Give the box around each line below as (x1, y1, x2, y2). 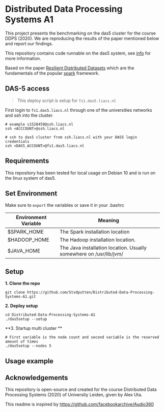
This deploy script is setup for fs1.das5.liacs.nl (17, 97, 116, 103)
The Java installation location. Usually (59, 245, 147, 252)
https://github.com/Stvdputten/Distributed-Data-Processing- (27, 290, 155, 295)
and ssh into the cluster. (5, 112, 54, 118)
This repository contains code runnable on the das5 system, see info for (5, 50, 151, 56)
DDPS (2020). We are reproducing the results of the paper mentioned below (5, 35, 160, 41)
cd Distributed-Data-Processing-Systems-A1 (5, 313, 96, 317)
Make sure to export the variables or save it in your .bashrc (5, 202, 124, 208)
